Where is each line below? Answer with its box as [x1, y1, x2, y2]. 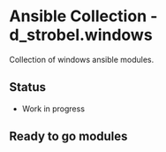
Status [9, 80, 47, 95]
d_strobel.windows [9, 25, 153, 45]
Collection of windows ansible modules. [9, 54, 155, 65]
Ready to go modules [9, 129, 128, 144]
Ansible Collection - [9, 6, 158, 27]
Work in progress [21, 103, 86, 114]
